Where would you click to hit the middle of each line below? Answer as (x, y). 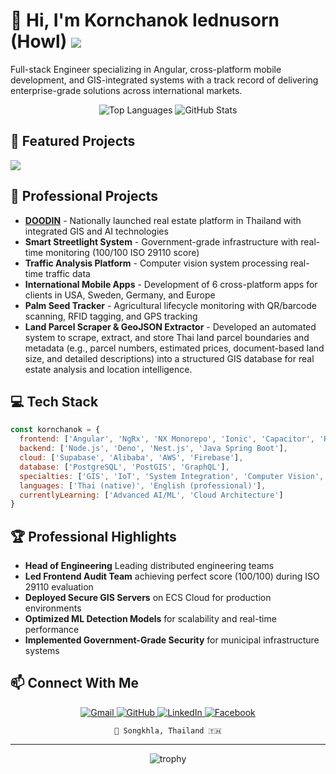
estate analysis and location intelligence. (108, 369)
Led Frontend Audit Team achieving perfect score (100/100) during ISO (172, 576)
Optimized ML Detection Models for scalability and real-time (150, 619)
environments (53, 608)
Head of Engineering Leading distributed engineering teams (149, 566)
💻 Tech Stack (54, 401)
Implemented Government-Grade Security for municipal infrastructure (172, 640)
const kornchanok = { (55, 430)
